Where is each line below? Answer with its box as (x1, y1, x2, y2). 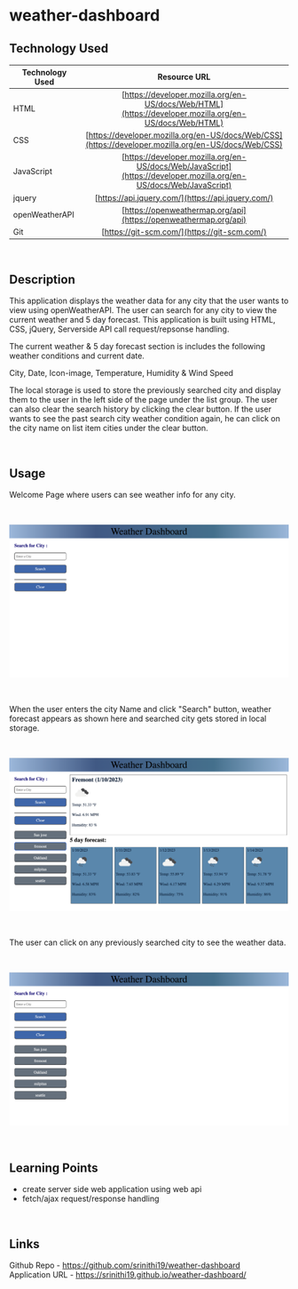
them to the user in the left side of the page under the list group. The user (9, 395, 278, 405)
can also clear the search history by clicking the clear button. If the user (9, 404, 272, 414)
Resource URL (157, 72, 211, 82)
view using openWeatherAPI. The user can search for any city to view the (9, 305, 278, 316)
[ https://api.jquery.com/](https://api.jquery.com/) (94, 192, 274, 203)
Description (9, 272, 75, 287)
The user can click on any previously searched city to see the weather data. (9, 937, 286, 948)
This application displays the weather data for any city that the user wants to (9, 295, 289, 307)
